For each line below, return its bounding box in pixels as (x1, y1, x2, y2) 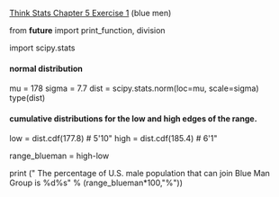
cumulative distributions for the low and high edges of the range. (9, 112, 258, 124)
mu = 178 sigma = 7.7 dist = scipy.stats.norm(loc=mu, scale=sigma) (9, 83, 259, 94)
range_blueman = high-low (9, 150, 110, 161)
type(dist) (9, 93, 46, 103)
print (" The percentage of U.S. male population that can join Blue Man (9, 168, 270, 179)
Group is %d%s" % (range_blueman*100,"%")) (9, 177, 183, 188)
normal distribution (9, 63, 84, 74)
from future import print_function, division (9, 25, 166, 35)
